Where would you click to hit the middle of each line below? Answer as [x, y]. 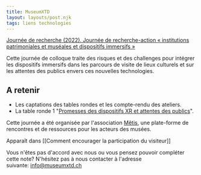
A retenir [23, 90]
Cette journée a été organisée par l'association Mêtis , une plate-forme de [97, 123]
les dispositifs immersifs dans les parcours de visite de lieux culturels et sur [100, 65]
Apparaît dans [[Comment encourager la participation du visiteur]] [88, 141]
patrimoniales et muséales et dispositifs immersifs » [71, 46]
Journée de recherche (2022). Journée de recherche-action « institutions [98, 40]
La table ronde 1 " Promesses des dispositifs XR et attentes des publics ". [104, 111]
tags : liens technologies [39, 23]
